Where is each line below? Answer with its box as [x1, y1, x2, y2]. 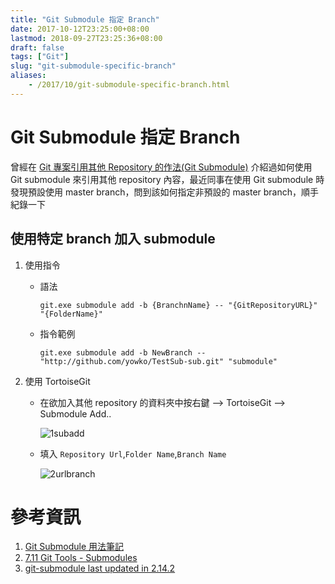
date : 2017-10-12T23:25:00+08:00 [10, 24, 150, 34]
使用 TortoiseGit [24, 375, 91, 387]
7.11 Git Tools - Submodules [24, 552, 138, 564]
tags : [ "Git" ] [10, 52, 70, 62]
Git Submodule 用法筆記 [24, 541, 124, 553]
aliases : [10, 71, 47, 81]
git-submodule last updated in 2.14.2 [24, 562, 176, 575]
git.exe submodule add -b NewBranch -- [39, 347, 207, 358]
